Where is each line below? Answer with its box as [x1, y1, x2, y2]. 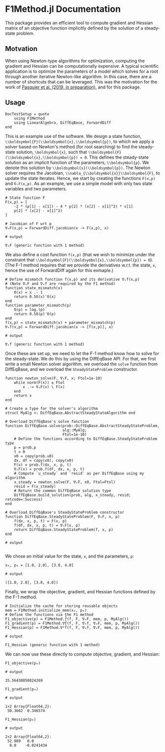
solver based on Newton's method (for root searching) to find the [5, 143, 138, 149]
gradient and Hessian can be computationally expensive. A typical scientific [5, 63, 159, 69]
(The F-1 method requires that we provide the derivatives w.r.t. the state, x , [5, 262, 157, 268]
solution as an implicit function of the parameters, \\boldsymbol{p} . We [5, 159, 149, 165]
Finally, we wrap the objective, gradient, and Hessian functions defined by [5, 588, 156, 594]
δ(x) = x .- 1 [14, 290, 43, 295]
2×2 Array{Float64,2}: [5, 734, 52, 739]
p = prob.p [14, 445, 36, 450]
